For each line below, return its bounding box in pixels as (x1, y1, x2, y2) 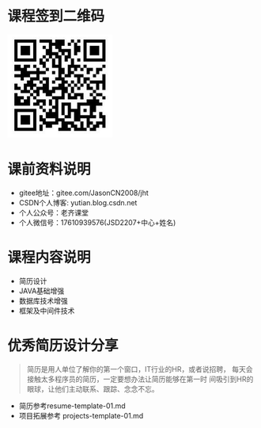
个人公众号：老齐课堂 (18, 208, 89, 217)
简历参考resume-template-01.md (18, 401, 126, 411)
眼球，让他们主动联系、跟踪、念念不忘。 (26, 384, 159, 393)
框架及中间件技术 (18, 306, 75, 315)
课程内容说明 (7, 249, 92, 266)
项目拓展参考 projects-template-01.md (18, 411, 144, 420)
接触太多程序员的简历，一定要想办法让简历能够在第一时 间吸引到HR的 (26, 374, 254, 384)
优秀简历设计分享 (7, 337, 119, 354)
